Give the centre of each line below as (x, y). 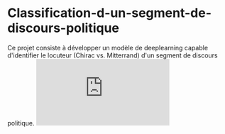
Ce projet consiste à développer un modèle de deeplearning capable (108, 48)
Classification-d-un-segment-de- (109, 13)
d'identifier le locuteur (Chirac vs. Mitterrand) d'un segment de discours (112, 55)
